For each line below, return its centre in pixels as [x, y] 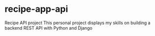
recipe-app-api [37, 9]
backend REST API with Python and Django [48, 28]
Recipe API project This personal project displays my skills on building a [78, 23]
